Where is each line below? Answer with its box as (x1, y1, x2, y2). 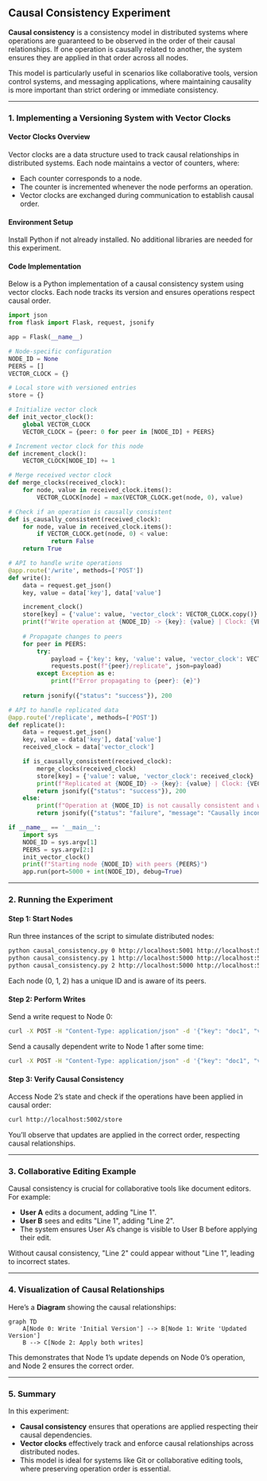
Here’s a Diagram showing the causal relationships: (8, 1302, 176, 1312)
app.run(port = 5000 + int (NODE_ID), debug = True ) (22, 868, 183, 876)
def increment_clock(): (8, 449, 87, 458)
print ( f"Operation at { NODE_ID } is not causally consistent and (37, 802, 254, 810)
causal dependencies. (19, 1430, 93, 1440)
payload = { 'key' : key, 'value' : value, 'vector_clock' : (50, 655, 244, 663)
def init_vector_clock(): (8, 413, 94, 421)
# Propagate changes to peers (22, 632, 123, 641)
